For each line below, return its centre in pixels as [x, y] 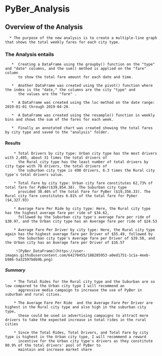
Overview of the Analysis [44, 27]
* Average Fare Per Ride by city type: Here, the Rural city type [82, 209]
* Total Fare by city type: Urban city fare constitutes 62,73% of [83, 183]
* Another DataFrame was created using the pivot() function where [82, 86]
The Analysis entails [30, 54]
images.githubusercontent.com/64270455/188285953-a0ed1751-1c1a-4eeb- [78, 255]
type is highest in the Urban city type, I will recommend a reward [76, 337]
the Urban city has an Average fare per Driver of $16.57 [65, 243]
